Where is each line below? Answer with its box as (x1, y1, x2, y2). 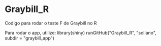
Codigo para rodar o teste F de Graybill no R (5, 20, 97, 26)
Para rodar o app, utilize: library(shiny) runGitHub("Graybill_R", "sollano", (5, 29, 157, 35)
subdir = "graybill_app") (5, 35, 54, 41)
